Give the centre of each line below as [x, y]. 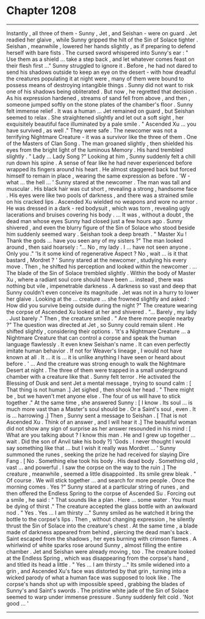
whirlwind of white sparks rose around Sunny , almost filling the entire [94, 545]
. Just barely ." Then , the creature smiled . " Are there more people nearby [100, 318]
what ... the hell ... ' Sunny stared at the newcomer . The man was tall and [99, 182]
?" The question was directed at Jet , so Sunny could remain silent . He [95, 324]
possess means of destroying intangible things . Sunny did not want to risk [100, 85]
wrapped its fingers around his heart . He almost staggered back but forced [101, 169]
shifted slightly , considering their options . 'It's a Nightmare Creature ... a [99, 331]
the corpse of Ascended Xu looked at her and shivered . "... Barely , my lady [102, 312]
